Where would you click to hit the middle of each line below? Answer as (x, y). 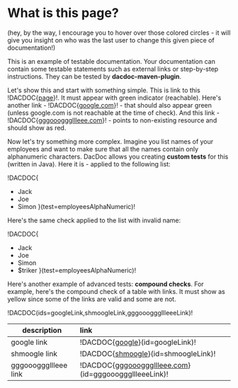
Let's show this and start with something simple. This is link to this (104, 90)
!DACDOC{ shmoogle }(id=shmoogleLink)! (148, 353)
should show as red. (37, 127)
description (42, 330)
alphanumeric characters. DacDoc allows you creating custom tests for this (118, 156)
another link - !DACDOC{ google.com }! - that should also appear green (110, 105)
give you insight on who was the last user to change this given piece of (111, 40)
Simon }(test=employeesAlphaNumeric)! (76, 206)
